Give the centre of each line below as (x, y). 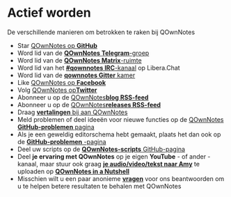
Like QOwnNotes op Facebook (62, 82)
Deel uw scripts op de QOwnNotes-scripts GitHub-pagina (101, 149)
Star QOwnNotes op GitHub (57, 45)
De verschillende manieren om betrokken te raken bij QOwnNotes (101, 32)
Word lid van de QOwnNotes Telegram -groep (83, 53)
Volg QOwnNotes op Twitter (57, 90)
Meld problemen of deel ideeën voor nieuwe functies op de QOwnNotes (120, 119)
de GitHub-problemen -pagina (62, 141)
